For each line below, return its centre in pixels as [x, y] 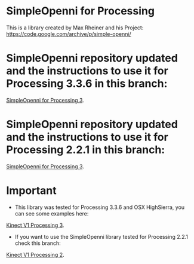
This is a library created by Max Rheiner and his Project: [75, 28]
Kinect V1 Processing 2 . [35, 254]
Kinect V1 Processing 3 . [35, 225]
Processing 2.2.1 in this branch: [86, 150]
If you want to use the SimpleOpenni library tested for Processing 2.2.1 [101, 236]
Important [31, 190]
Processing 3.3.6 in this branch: [87, 84]
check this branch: [38, 243]
